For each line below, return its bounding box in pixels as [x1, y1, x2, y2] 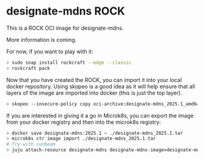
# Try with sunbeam [6, 141, 56, 147]
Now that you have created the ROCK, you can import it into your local [6, 76, 182, 83]
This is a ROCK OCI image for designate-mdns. [6, 24, 124, 32]
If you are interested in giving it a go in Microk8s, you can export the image [6, 112, 194, 119]
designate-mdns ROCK [6, 4, 126, 18]
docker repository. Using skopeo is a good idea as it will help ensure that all [6, 83, 195, 90]
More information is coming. [6, 36, 77, 43]
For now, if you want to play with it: [6, 47, 93, 55]
